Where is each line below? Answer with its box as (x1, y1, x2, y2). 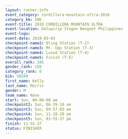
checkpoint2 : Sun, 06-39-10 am (5, 102, 71, 107)
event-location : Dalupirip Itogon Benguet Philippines (5, 26, 123, 32)
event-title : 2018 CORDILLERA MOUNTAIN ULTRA (5, 21, 103, 27)
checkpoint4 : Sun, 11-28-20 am (5, 112, 71, 117)
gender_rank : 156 (5, 64, 42, 69)
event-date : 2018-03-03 (5, 36, 56, 41)
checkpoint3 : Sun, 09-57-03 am (5, 107, 71, 112)
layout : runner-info (5, 7, 49, 13)
